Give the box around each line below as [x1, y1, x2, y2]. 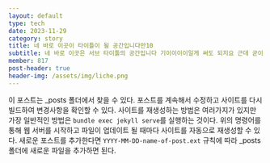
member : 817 [8, 57, 49, 65]
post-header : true [8, 65, 70, 73]
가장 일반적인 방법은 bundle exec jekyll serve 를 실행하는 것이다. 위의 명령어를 [8, 115, 261, 125]
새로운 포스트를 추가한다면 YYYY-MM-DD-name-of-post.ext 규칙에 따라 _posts [19, 135, 261, 145]
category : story [8, 34, 63, 43]
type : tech [8, 19, 45, 27]
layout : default [8, 11, 63, 20]
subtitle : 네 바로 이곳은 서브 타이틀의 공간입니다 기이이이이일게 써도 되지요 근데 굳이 [8, 49, 264, 57]
